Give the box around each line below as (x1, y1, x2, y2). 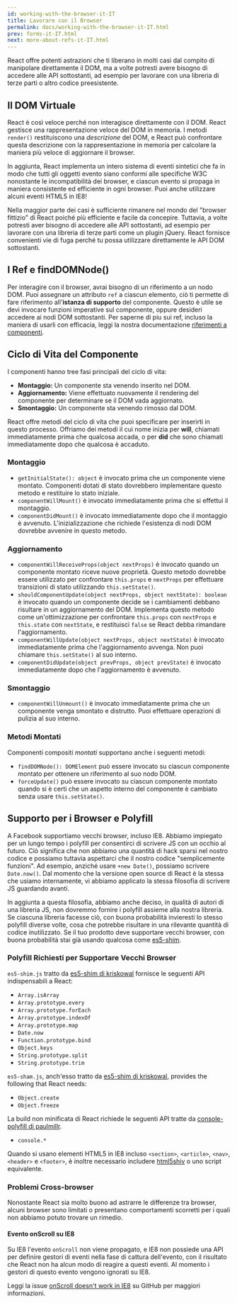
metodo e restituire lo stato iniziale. (17, 488, 120, 497)
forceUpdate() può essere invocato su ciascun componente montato (17, 777, 218, 785)
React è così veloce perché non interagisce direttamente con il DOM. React (7, 118, 226, 126)
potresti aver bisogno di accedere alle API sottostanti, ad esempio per (7, 220, 211, 229)
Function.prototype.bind (17, 1037, 91, 1044)
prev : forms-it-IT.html (7, 30, 78, 38)
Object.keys (17, 1044, 53, 1051)
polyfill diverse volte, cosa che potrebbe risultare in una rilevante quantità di (7, 920, 229, 929)
